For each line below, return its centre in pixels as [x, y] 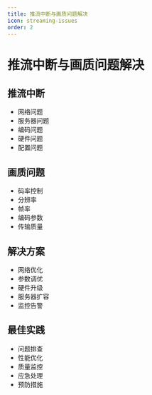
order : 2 [20, 27]
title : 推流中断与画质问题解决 [48, 14]
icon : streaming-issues [43, 21]
